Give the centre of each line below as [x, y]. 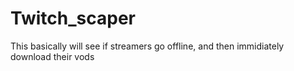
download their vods [52, 56]
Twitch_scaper [73, 18]
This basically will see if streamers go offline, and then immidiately [147, 46]
